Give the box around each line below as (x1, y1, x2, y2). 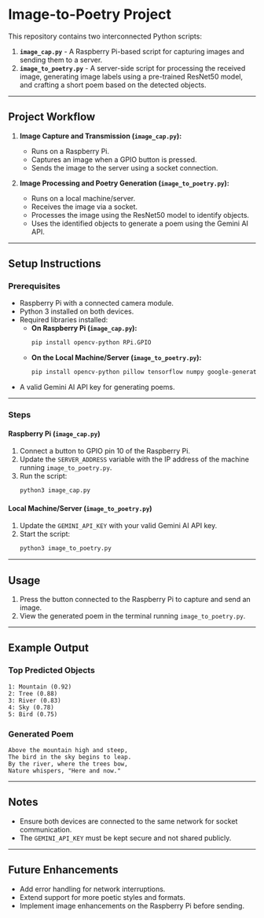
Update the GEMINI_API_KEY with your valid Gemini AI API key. (19, 521, 218, 531)
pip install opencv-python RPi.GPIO (31, 339, 152, 347)
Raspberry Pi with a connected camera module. (19, 299, 174, 308)
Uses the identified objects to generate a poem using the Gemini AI (31, 218, 249, 228)
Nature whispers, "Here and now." (8, 767, 122, 775)
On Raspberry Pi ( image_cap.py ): (31, 324, 137, 333)
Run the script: (19, 472, 68, 481)
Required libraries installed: (19, 315, 108, 325)
